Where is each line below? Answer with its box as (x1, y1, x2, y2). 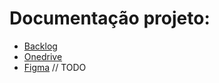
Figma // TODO (23, 61, 87, 73)
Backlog (23, 40, 58, 52)
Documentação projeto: (9, 7, 211, 30)
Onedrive (23, 50, 63, 62)
